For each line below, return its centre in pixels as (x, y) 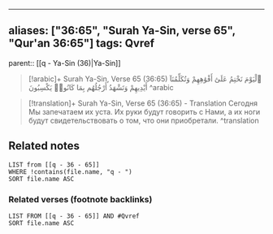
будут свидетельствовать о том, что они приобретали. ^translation (143, 120)
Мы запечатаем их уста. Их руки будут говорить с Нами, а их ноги (144, 111)
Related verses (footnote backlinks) (80, 199)
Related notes (44, 146)
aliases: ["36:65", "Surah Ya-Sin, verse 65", (122, 30)
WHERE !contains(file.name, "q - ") (70, 171)
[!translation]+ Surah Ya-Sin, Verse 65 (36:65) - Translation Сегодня (143, 103)
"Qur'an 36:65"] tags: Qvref (82, 43)
